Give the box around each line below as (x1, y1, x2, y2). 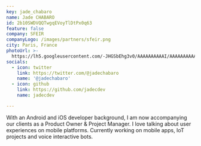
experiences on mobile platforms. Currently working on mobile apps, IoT (6, 126, 184, 133)
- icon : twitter (11, 64, 52, 71)
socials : (6, 59, 28, 65)
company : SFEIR (6, 31, 44, 37)
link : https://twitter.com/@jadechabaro (17, 70, 119, 76)
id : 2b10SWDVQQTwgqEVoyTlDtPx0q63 (6, 20, 93, 26)
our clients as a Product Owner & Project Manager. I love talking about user (6, 120, 191, 127)
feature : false (6, 25, 44, 32)
